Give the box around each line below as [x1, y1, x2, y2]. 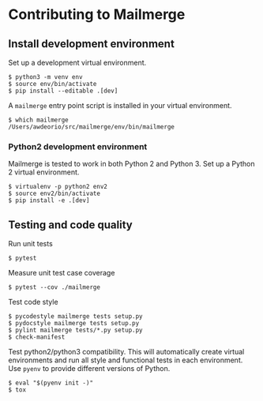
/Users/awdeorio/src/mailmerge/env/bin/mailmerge [8, 123, 175, 131]
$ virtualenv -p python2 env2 [8, 183, 108, 191]
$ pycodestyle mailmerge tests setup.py [8, 313, 144, 320]
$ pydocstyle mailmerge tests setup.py [8, 320, 140, 328]
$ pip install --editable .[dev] [8, 87, 118, 95]
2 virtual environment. [8, 167, 80, 177]
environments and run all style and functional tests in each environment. [8, 355, 243, 365]
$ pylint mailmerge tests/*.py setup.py [8, 326, 144, 335]
